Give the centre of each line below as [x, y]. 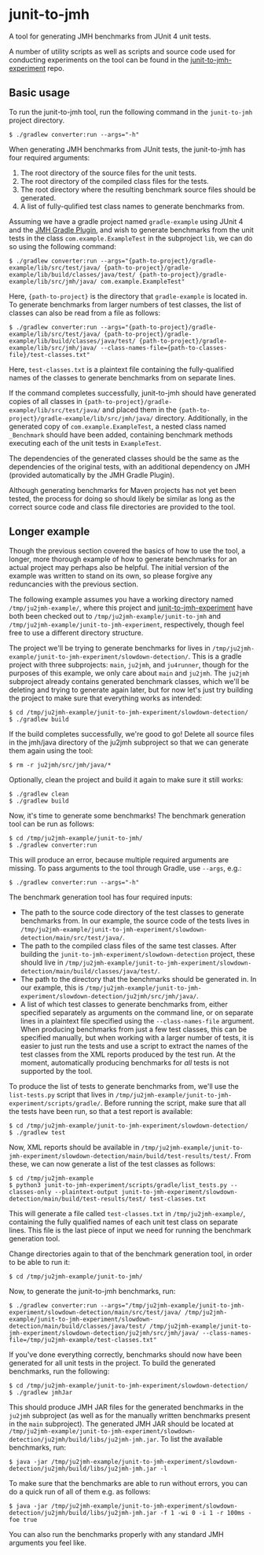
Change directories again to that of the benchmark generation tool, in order [131, 1254]
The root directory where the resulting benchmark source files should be [138, 189]
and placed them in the [140, 410]
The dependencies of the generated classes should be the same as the [124, 458]
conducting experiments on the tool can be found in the [99, 60]
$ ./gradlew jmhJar [41, 1392]
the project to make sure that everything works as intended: [106, 698]
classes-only [30, 1192]
